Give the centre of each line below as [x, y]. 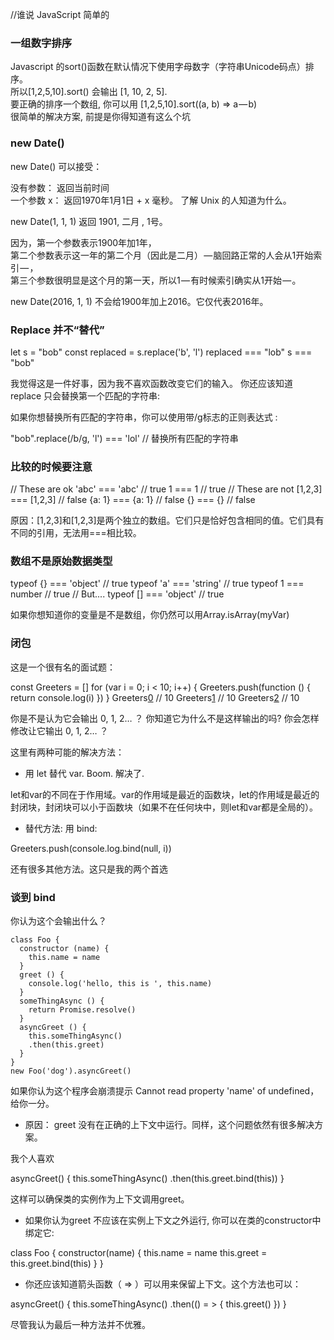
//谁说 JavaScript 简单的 [60, 14]
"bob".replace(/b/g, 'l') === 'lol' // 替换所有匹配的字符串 [124, 438]
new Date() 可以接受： [56, 166]
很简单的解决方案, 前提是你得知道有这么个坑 [100, 117]
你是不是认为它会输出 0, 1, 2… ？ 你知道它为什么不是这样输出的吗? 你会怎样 [165, 718]
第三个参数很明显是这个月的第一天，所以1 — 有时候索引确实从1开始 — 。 [156, 280]
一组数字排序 [41, 43]
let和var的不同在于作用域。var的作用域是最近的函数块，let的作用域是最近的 [165, 794]
